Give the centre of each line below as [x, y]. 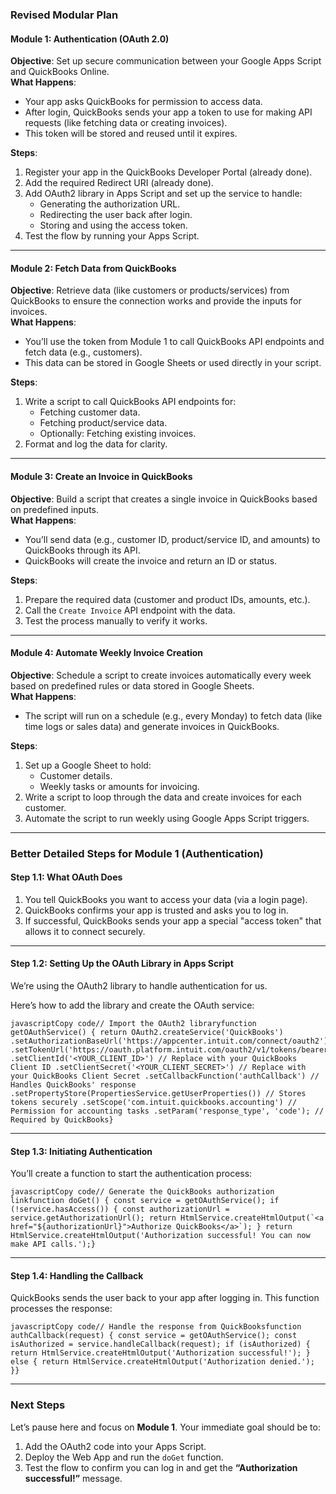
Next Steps [38, 1405]
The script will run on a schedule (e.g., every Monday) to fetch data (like [173, 715]
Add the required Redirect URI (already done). [119, 183]
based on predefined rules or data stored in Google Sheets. [132, 685]
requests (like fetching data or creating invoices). [126, 123]
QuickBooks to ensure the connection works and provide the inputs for [156, 301]
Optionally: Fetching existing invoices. [118, 434]
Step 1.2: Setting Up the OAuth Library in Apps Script [122, 964]
